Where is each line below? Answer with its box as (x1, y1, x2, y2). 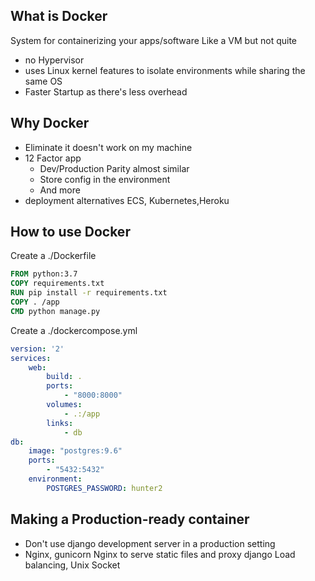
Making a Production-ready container (10, 511, 250, 528)
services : (10, 353, 52, 363)
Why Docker (10, 115, 90, 132)
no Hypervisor (24, 54, 85, 66)
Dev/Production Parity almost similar (39, 162, 190, 174)
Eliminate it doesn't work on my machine (24, 141, 193, 153)
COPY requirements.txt (10, 279, 105, 289)
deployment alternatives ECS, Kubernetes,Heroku (24, 194, 230, 206)
